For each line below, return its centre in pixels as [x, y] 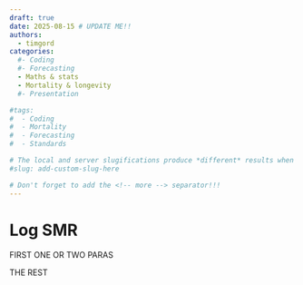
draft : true [32, 18]
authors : [26, 34]
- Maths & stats [48, 77]
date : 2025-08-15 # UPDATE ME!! [70, 26]
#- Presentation [48, 93]
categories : [32, 52]
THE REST [29, 272]
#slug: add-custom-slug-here [64, 169]
